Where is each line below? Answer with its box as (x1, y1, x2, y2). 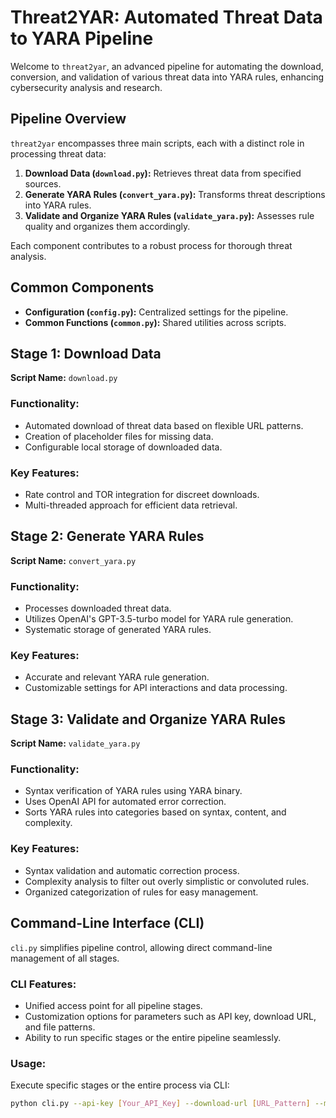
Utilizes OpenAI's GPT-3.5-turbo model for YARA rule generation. (24, 613, 294, 625)
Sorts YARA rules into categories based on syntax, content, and (24, 806, 287, 818)
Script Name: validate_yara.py (10, 737, 141, 750)
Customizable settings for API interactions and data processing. (24, 682, 288, 694)
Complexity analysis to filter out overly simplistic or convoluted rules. (24, 875, 310, 887)
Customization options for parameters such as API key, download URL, (24, 1010, 317, 1022)
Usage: (10, 1056, 47, 1070)
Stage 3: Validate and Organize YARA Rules (10, 711, 287, 728)
